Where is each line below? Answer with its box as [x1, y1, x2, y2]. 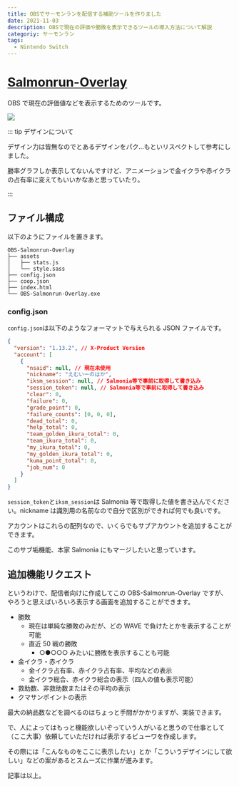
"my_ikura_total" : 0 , [26, 444, 91, 451]
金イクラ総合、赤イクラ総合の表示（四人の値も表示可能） [28, 675, 198, 683]
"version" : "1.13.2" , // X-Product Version [14, 344, 145, 351]
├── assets [7, 252, 40, 260]
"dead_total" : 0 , [26, 418, 78, 425]
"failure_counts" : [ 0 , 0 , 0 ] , [26, 410, 116, 418]
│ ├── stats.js [7, 259, 59, 266]
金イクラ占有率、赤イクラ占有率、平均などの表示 [28, 666, 173, 674]
